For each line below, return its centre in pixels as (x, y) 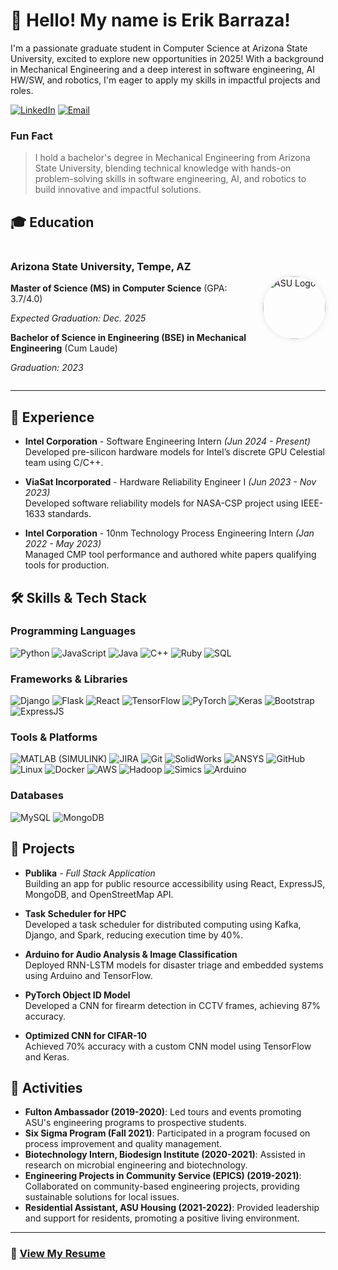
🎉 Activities (46, 1087)
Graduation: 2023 (47, 368)
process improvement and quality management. (123, 1144)
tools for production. (67, 565)
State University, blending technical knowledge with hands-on (163, 168)
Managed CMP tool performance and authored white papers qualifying (170, 555)
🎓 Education (52, 222)
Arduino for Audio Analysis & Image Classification (131, 954)
